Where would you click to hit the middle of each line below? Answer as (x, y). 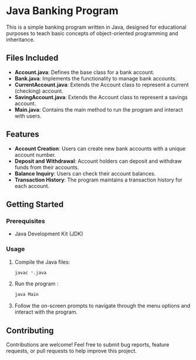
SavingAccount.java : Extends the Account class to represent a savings (101, 97)
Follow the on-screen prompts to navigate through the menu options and (102, 306)
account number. (35, 154)
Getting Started (35, 204)
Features (23, 134)
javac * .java (31, 272)
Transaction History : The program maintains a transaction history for (99, 180)
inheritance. (21, 39)
